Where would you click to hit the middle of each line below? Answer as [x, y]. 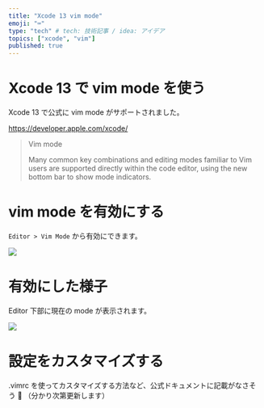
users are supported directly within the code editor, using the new [138, 168]
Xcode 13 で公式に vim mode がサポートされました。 [96, 112]
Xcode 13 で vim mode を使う [107, 88]
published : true [36, 46]
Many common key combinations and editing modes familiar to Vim [140, 160]
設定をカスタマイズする [86, 362]
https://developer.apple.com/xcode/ [68, 128]
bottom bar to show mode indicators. [90, 177]
